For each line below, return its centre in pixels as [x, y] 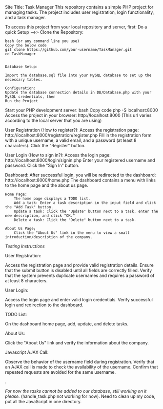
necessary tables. [24, 80]
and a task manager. [26, 17]
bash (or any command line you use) [42, 41]
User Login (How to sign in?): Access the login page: [58, 155]
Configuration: [20, 88]
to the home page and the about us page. [47, 185]
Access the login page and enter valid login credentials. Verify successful [79, 300]
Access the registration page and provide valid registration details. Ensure [79, 265]
